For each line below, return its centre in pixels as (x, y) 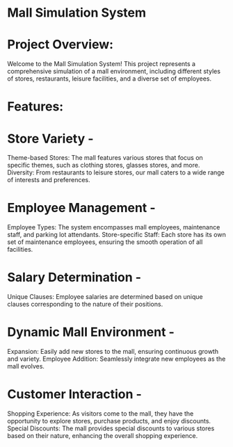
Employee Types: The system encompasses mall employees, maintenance (114, 227)
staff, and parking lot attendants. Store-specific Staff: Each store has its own (116, 235)
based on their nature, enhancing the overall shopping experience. (103, 436)
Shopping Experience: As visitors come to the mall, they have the (101, 414)
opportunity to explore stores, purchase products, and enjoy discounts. (109, 421)
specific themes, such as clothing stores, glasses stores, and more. (104, 165)
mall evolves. (26, 366)
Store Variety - (50, 139)
